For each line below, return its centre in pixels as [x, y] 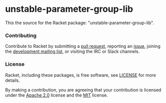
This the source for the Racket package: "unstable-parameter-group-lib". [80, 23]
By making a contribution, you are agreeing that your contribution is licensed [83, 90]
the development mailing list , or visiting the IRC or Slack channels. [72, 51]
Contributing [21, 35]
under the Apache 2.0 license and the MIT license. [56, 95]
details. [13, 80]
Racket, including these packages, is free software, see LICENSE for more [81, 75]
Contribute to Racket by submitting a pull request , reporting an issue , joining [83, 46]
